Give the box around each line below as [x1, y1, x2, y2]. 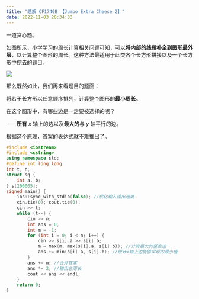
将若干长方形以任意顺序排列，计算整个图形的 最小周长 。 [6, 95, 141, 102]
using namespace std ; [6, 155, 60, 162]
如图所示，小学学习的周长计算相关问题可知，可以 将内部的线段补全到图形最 [6, 44, 188, 51]
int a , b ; [17, 177, 41, 184]
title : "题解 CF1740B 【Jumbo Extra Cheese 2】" [6, 8, 125, 15]
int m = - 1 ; [27, 227, 57, 233]
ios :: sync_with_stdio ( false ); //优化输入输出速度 [17, 194, 134, 200]
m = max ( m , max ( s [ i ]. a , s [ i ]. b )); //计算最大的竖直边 [37, 243, 166, 249]
